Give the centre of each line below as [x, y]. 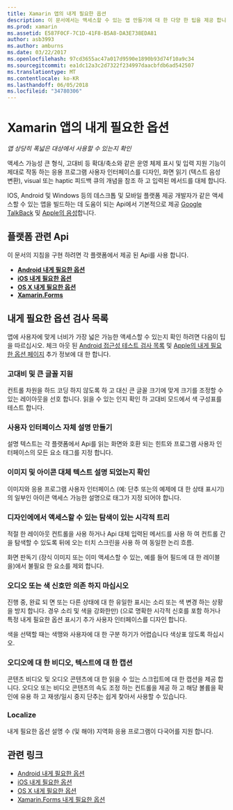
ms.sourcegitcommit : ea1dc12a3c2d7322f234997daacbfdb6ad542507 [101, 65]
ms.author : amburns [35, 46]
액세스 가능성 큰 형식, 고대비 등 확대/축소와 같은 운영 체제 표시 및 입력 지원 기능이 [116, 164]
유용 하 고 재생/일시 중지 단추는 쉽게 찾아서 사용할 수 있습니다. [104, 697]
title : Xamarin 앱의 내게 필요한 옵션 [57, 14]
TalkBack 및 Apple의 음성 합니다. [52, 213]
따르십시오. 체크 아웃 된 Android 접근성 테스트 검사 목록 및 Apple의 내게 [112, 345]
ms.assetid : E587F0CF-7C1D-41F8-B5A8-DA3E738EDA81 [82, 33]
